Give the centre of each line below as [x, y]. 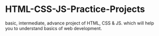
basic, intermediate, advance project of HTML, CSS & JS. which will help [80, 23]
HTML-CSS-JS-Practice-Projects [75, 9]
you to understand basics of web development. [54, 28]
